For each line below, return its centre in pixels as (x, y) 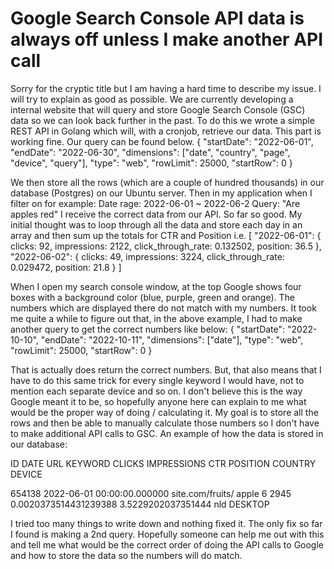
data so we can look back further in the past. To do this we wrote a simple (162, 120)
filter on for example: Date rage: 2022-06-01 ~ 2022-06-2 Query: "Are (155, 203)
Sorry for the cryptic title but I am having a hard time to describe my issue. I (166, 88)
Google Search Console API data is (157, 18)
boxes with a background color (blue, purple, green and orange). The (152, 297)
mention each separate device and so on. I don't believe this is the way (156, 391)
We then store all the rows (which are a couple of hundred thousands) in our (167, 182)
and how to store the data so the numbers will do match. (126, 555)
